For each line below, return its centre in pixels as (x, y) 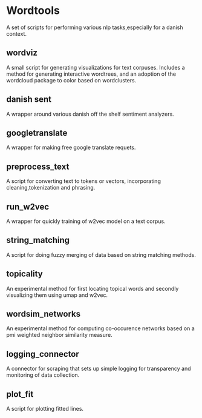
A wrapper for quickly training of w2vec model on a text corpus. (86, 221)
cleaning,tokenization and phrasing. (51, 188)
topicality (25, 274)
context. (17, 33)
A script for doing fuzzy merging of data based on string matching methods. (101, 254)
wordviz (22, 53)
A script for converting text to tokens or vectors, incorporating (84, 181)
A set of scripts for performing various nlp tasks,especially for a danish (95, 27)
